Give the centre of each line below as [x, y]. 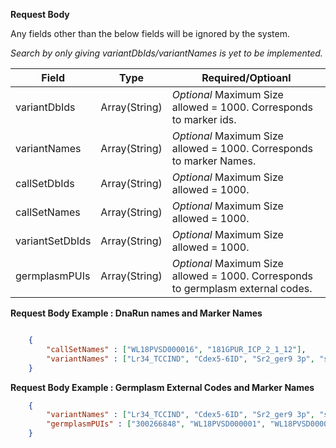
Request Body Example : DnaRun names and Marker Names [136, 313]
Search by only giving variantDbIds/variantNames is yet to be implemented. [166, 53]
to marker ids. [204, 119]
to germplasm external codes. [242, 288]
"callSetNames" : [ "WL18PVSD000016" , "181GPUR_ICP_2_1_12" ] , [176, 349]
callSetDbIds [45, 183]
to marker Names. [214, 161]
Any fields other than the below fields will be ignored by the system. [150, 33]
